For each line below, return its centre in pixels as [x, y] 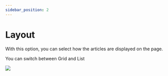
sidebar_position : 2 [27, 10]
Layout [20, 34]
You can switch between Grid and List [45, 58]
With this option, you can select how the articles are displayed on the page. [84, 49]
